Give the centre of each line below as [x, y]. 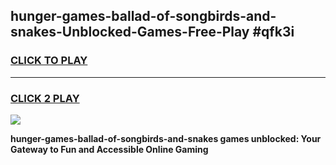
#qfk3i [273, 32]
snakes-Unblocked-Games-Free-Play [130, 32]
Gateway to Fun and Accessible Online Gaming [109, 149]
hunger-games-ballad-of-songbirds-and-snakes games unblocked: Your [166, 138]
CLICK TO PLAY [49, 61]
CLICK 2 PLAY [45, 98]
